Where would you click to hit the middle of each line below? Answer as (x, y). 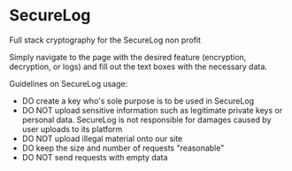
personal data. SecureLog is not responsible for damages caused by (146, 120)
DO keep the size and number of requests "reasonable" (123, 148)
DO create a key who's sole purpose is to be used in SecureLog (138, 101)
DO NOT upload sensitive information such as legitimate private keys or (152, 110)
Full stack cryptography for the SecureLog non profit (105, 40)
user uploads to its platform (72, 128)
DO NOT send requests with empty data (95, 157)
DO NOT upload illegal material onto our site (102, 138)
